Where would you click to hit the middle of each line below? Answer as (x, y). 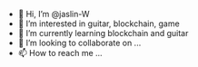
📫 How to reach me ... (60, 53)
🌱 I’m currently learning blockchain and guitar (103, 33)
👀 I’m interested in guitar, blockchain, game (99, 24)
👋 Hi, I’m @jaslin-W (54, 14)
